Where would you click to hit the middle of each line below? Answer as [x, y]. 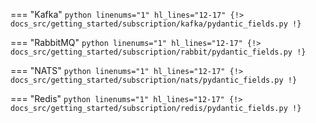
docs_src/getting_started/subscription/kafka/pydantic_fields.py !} [156, 24]
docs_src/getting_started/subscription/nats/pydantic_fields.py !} [154, 80]
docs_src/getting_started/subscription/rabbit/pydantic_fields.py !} [158, 52]
